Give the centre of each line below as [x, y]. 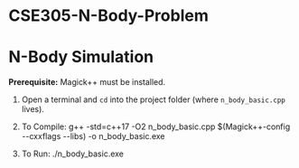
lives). [33, 109]
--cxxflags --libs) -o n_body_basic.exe [93, 136]
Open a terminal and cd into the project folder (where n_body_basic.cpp [154, 99]
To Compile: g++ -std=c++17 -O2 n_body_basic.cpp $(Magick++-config [156, 126]
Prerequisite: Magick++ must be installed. [87, 82]
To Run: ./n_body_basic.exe [72, 154]
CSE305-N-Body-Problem [108, 16]
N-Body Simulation [81, 57]
